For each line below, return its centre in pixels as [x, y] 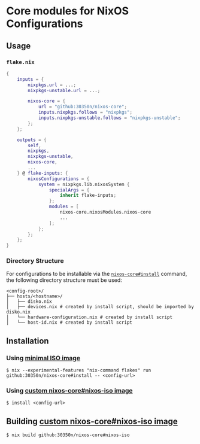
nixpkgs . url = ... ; [52, 85]
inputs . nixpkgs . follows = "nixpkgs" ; [85, 112]
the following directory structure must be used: [64, 280]
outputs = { [32, 140]
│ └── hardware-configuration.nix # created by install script [89, 317]
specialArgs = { [69, 190]
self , [35, 145]
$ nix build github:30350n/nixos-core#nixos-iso [68, 435]
